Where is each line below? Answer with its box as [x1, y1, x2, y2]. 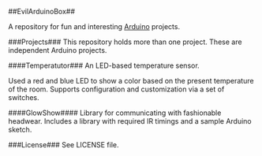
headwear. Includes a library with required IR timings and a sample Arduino [8, 117, 253, 125]
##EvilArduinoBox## [8, 7, 76, 16]
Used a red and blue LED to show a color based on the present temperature [8, 76, 254, 85]
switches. [8, 93, 39, 102]
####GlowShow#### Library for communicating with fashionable [8, 108, 222, 117]
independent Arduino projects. [8, 46, 107, 54]
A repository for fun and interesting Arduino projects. [8, 22, 180, 31]
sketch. [8, 125, 32, 134]
